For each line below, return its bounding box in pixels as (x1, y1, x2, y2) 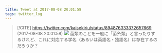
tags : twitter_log (5, 12, 42, 16)
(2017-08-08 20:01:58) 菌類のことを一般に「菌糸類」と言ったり (17, 30, 151, 36)
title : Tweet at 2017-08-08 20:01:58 (5, 7, 82, 12)
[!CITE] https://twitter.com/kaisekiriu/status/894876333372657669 (17, 25, 152, 30)
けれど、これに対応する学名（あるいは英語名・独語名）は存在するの (21, 37, 158, 42)
